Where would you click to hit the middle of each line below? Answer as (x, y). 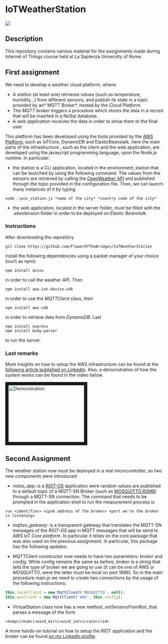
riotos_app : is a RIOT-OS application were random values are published (87, 486)
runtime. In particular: (28, 158)
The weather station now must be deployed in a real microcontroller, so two (84, 471)
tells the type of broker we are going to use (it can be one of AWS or (83, 567)
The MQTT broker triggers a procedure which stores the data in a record (88, 110)
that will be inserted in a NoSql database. (55, 116)
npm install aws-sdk (27, 308)
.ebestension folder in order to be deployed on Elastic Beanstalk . (80, 213)
